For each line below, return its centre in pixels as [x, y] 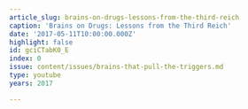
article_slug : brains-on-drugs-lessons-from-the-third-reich [124, 17]
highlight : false [41, 42]
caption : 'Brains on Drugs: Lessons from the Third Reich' [120, 26]
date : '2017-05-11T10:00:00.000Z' [73, 34]
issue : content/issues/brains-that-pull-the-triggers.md [116, 67]
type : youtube [35, 75]
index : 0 [25, 58]
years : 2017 [31, 83]
